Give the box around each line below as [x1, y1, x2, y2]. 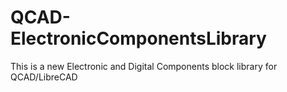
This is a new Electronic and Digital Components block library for [10, 60, 278, 72]
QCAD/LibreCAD [10, 71, 78, 83]
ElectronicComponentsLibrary [10, 27, 267, 50]
